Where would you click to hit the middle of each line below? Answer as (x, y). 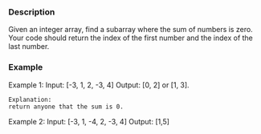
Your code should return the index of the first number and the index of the (130, 38)
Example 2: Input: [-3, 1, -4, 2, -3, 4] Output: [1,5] (89, 121)
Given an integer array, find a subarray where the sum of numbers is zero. (130, 30)
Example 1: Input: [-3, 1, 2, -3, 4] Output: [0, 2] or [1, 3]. (99, 85)
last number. (29, 47)
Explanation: (30, 99)
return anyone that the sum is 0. (66, 107)
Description (32, 12)
